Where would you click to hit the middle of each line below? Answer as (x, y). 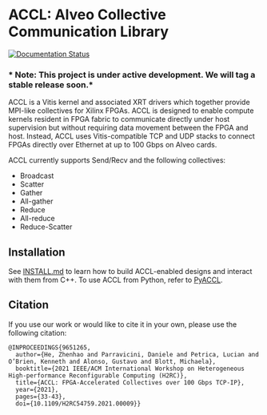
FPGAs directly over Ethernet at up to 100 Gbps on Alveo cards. (113, 145)
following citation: (38, 332)
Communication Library (89, 32)
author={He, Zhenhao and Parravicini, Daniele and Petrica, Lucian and (137, 354)
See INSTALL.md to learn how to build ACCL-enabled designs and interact (130, 272)
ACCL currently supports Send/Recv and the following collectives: (117, 160)
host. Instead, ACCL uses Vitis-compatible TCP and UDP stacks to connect (132, 136)
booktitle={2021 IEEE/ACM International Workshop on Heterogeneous (130, 369)
